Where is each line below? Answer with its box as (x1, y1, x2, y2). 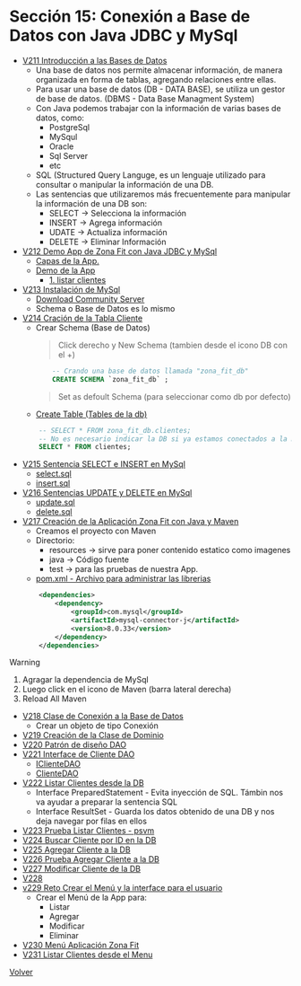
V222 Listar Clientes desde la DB (21, 778, 145, 788)
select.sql (35, 469, 72, 480)
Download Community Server (35, 294, 145, 304)
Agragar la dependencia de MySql (21, 674, 150, 685)
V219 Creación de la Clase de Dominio (21, 730, 164, 741)
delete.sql (35, 506, 73, 517)
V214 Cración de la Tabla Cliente (21, 313, 143, 323)
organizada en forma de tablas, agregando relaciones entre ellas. (35, 74, 277, 84)
